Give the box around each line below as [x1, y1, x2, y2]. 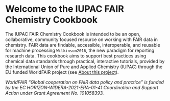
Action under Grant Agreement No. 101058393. [5, 90, 104, 96]
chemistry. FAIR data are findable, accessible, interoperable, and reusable [5, 42, 160, 48]
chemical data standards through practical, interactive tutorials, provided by [5, 58, 165, 64]
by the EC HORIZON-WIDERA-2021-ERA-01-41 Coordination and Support [5, 84, 159, 90]
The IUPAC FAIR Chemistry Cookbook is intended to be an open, [5, 31, 140, 37]
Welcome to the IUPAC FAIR [5, 3, 124, 15]
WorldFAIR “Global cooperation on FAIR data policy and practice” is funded [5, 79, 164, 85]
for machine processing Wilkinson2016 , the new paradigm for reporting [5, 47, 155, 53]
